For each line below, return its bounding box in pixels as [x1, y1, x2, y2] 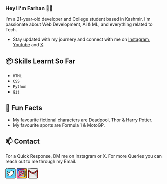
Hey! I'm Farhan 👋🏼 [5, 5, 53, 12]
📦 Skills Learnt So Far [5, 57, 76, 65]
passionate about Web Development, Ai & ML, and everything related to [5, 21, 153, 27]
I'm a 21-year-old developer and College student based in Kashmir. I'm [5, 16, 151, 22]
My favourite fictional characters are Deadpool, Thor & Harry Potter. [12, 117, 153, 123]
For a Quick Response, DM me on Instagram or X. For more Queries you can [5, 153, 162, 159]
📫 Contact [5, 137, 40, 146]
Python [12, 84, 27, 89]
